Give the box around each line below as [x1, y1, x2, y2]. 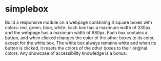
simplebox [5, 3, 49, 15]
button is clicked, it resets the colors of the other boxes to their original [5, 45, 147, 51]
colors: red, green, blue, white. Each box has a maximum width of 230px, [5, 24, 152, 30]
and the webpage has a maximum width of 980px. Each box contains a [5, 30, 148, 35]
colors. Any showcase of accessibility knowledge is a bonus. [5, 50, 127, 56]
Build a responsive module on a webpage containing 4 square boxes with [5, 19, 152, 25]
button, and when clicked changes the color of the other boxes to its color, [5, 35, 155, 41]
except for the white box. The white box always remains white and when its [5, 40, 156, 46]
